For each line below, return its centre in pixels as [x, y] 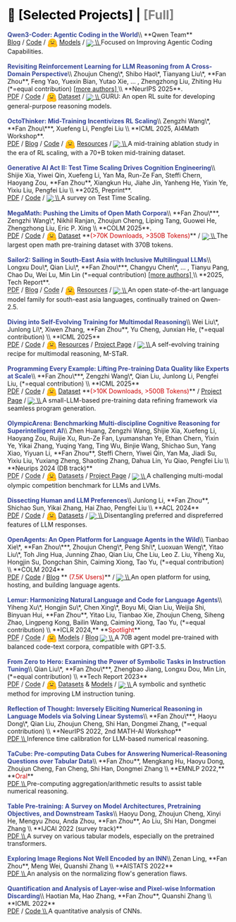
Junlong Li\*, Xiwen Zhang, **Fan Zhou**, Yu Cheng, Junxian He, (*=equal [116, 329]
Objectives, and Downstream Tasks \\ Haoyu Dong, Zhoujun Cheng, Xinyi [114, 813]
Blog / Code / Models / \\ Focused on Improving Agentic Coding [110, 42]
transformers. [27, 843]
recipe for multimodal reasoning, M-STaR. [68, 353]
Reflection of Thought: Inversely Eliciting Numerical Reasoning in [105, 708]
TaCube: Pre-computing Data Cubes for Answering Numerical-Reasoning [117, 754]
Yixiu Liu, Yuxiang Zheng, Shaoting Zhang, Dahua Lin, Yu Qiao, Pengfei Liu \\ [118, 461]
